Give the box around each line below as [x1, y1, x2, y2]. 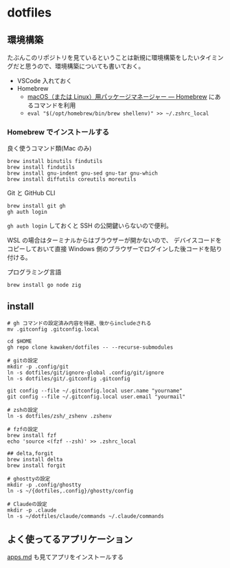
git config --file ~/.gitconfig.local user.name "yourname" [7, 387, 183, 395]
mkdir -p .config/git [7, 363, 69, 371]
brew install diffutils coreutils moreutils [7, 176, 137, 183]
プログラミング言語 [7, 268, 62, 276]
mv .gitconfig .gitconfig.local [7, 326, 100, 333]
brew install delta [7, 456, 63, 463]
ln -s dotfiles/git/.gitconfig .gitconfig [7, 375, 130, 382]
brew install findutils [7, 164, 76, 171]
